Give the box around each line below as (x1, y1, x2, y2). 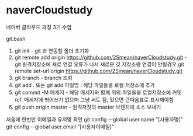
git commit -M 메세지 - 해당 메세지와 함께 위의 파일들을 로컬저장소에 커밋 (14, 89, 182, 96)
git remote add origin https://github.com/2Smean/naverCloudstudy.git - (14, 54, 187, 61)
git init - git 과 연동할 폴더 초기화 (14, 47, 89, 54)
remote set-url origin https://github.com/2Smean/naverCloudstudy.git (14, 67, 182, 74)
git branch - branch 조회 (14, 74, 73, 81)
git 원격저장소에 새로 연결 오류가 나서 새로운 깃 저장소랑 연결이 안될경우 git (14, 61, 184, 68)
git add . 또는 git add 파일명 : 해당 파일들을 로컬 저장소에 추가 (14, 81, 155, 88)
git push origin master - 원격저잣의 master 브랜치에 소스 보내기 (14, 103, 161, 110)
